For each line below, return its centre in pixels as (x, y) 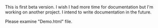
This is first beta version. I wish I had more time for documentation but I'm (79, 7)
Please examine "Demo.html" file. (39, 21)
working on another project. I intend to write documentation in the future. (78, 12)
